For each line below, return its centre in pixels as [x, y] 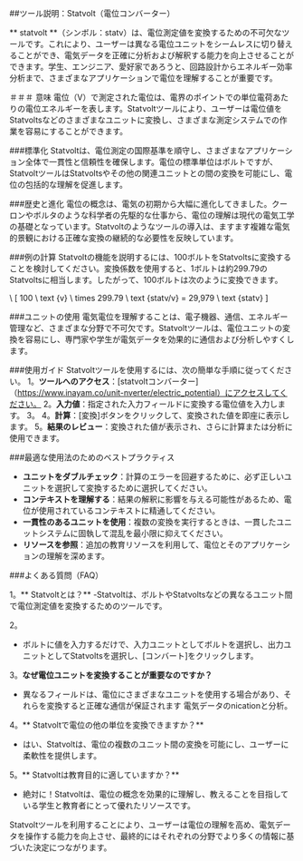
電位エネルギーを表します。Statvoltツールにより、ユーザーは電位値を [153, 108]
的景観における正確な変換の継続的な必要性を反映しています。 [124, 238]
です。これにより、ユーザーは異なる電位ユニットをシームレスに [143, 44]
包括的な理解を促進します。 [76, 185]
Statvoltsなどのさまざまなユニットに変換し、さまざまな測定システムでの [145, 120]
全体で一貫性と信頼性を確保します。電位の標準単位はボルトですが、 [151, 162]
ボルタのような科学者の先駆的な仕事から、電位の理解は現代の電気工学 [164, 215]
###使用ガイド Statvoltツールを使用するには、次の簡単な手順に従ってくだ [147, 370]
